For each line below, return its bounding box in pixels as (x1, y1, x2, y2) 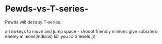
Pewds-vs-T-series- (5, 3, 89, 14)
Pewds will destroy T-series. (5, 19, 62, 25)
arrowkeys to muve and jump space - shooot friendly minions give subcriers (5, 28, 158, 34)
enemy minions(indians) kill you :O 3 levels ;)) (5, 33, 96, 39)
